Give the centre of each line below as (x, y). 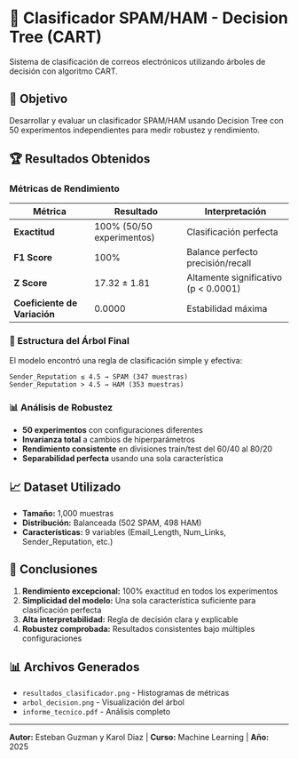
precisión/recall (219, 263)
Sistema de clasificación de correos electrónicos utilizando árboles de (137, 61)
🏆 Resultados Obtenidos (80, 159)
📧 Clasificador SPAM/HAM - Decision (149, 18)
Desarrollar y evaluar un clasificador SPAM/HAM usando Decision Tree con (146, 120)
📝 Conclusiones (54, 569)
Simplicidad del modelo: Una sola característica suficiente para (139, 600)
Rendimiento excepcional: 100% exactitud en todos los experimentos (150, 591)
